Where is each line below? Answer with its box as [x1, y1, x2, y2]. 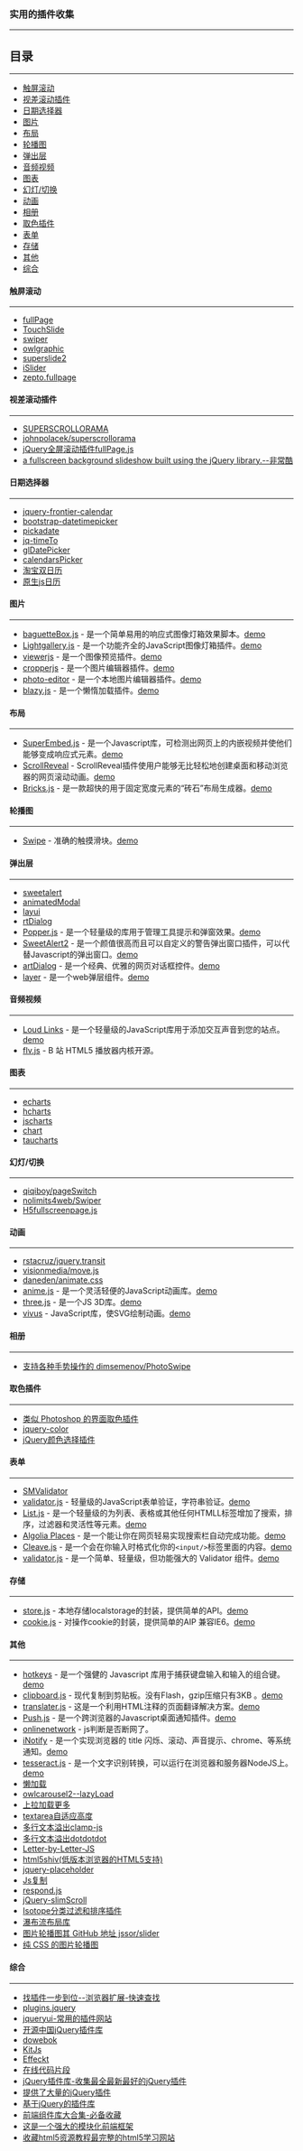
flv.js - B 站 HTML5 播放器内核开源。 [22, 1044, 160, 1055]
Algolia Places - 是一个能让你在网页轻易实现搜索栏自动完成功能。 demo [22, 1530, 286, 1541]
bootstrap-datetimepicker [22, 515, 118, 526]
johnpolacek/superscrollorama [22, 432, 137, 443]
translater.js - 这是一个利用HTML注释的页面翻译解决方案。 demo [22, 1701, 260, 1712]
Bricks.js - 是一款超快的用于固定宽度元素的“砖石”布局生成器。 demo [22, 783, 272, 793]
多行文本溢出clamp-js [22, 1822, 104, 1833]
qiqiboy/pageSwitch [22, 1185, 97, 1197]
